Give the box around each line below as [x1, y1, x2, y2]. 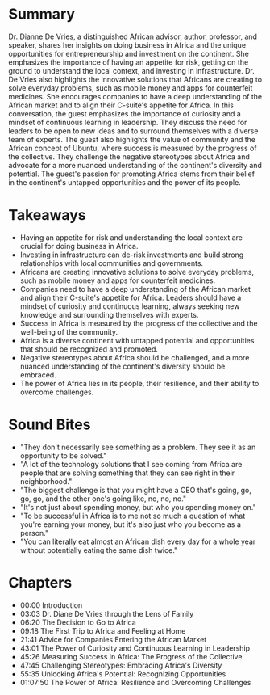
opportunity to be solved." [19, 450, 107, 461]
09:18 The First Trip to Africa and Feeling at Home [19, 625, 186, 635]
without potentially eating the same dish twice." [19, 545, 178, 554]
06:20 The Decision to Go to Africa [19, 617, 137, 627]
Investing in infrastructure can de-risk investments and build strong [19, 250, 244, 259]
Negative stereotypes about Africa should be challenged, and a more [19, 352, 250, 362]
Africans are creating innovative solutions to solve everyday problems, [19, 267, 255, 276]
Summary [8, 5, 75, 23]
